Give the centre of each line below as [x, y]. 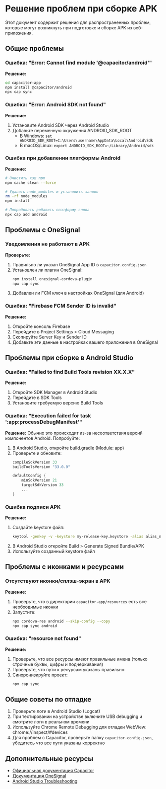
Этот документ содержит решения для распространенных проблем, [78, 22]
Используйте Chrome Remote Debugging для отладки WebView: [79, 727]
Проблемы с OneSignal [43, 230]
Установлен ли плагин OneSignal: [47, 270]
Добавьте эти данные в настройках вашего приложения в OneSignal [85, 342]
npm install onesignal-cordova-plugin [52, 279]
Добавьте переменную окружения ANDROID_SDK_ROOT [72, 130]
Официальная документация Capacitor [53, 771]
